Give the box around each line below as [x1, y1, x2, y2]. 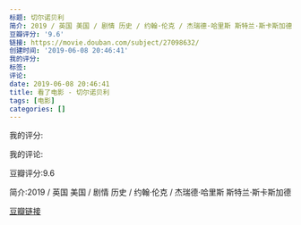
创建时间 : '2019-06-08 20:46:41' [9, 46, 129, 55]
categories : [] [9, 104, 66, 113]
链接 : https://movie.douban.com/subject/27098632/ [9, 37, 200, 47]
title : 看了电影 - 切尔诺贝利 [9, 87, 110, 96]
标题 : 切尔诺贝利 [9, 12, 64, 22]
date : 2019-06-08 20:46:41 [9, 79, 110, 88]
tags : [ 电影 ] [9, 96, 56, 105]
